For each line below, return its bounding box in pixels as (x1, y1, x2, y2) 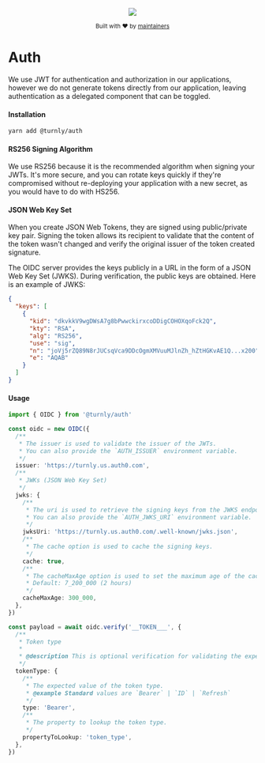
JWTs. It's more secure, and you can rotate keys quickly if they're (8, 170, 222, 179)
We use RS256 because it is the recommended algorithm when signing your (8, 162, 255, 172)
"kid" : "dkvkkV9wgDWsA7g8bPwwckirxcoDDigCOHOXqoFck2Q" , (28, 317, 217, 326)
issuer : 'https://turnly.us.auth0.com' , (15, 462, 150, 470)
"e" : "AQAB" (28, 354, 69, 362)
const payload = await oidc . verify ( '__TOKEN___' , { (8, 623, 181, 631)
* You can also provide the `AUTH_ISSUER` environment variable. (18, 447, 238, 455)
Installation (8, 109, 46, 119)
